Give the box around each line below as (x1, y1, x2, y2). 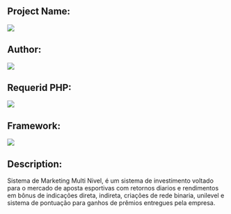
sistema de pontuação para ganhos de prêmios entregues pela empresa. (7, 199, 216, 207)
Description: (7, 158, 63, 170)
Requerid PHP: (7, 82, 72, 94)
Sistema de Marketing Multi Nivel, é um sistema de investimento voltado (7, 176, 214, 185)
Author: (7, 44, 42, 56)
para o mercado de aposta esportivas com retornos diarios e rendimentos (7, 184, 219, 192)
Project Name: (7, 6, 71, 17)
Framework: (7, 120, 61, 131)
